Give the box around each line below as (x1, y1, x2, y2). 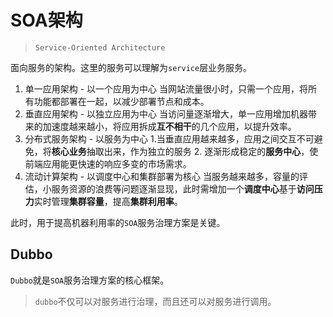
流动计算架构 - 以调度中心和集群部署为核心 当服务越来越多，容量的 (24, 170, 300, 182)
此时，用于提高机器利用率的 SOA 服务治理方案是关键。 (10, 216, 226, 228)
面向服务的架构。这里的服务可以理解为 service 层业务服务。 (10, 61, 253, 73)
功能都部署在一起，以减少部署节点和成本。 (33, 95, 210, 107)
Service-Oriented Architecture (34, 42, 166, 53)
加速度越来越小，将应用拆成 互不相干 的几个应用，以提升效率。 (42, 120, 297, 132)
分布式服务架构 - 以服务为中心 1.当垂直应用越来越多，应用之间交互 (24, 132, 297, 145)
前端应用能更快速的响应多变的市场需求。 (24, 157, 192, 170)
